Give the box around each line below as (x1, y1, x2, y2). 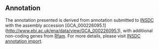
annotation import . (5, 38, 43, 44)
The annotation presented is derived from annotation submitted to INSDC (5, 17, 154, 23)
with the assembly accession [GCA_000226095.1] (5, 22, 106, 28)
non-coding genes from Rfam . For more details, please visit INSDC (5, 33, 141, 39)
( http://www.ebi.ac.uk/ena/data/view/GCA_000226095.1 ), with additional (5, 27, 153, 34)
